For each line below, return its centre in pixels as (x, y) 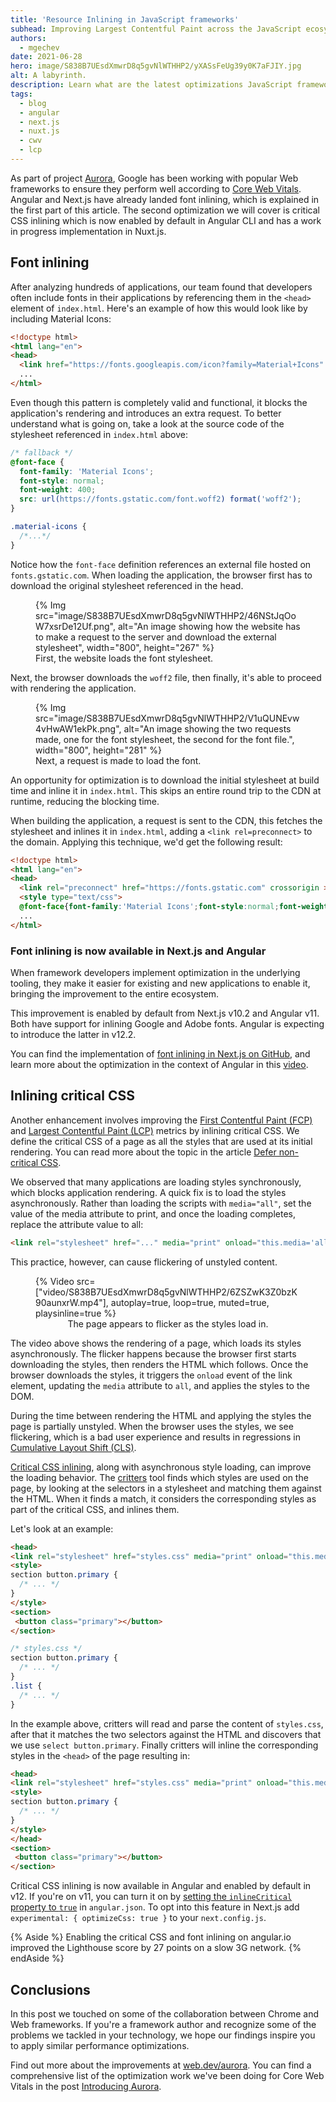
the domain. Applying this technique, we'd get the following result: (146, 842)
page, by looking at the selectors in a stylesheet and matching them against (166, 1488)
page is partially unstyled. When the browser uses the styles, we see (152, 1426)
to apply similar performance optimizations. (100, 2045)
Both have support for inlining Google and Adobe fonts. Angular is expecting (167, 1023)
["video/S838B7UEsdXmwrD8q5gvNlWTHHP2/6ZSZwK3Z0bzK (166, 1292)
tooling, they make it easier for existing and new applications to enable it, (160, 983)
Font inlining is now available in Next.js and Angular (138, 951)
